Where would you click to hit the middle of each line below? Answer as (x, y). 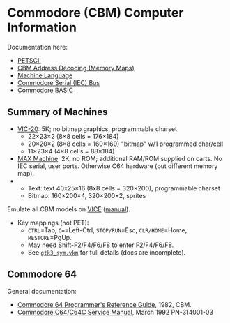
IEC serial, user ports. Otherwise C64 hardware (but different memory (117, 166)
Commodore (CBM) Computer (95, 13)
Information (42, 28)
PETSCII (29, 60)
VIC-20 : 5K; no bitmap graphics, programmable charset (97, 129)
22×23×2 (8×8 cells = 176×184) (73, 136)
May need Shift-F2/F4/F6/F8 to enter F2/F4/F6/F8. (101, 245)
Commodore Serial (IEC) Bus (58, 82)
